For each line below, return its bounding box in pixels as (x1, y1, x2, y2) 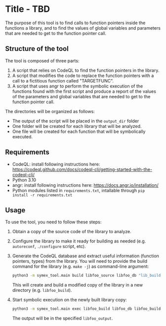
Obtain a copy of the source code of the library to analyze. (12, 229, 132, 235)
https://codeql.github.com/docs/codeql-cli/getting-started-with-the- (12, 166, 152, 172)
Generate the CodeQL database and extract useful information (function (12, 253, 160, 259)
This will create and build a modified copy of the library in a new (12, 282, 143, 288)
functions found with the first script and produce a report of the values (12, 88, 157, 94)
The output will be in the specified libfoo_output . (12, 315, 113, 322)
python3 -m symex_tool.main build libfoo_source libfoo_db (12, 273, 137, 278)
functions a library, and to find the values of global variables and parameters (5, 25, 161, 31)
